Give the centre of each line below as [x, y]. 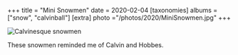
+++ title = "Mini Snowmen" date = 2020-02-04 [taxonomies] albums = [113, 10]
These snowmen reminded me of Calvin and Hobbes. [86, 45]
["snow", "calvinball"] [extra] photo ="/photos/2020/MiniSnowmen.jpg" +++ [119, 18]
